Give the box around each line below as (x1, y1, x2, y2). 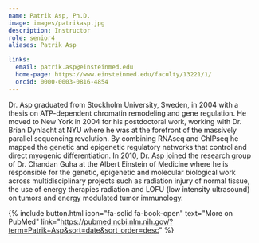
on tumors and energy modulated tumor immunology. (8, 193, 183, 202)
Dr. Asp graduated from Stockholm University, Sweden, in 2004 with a (8, 100, 239, 109)
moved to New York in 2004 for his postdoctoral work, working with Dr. (8, 116, 242, 126)
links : (8, 56, 30, 64)
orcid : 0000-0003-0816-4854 (15, 77, 109, 86)
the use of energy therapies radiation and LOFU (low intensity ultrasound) (8, 184, 250, 194)
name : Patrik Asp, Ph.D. (8, 11, 91, 20)
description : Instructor (8, 26, 91, 34)
